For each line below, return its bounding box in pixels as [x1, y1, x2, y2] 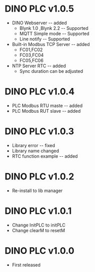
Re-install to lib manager [12, 188, 63, 194]
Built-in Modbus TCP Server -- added [12, 41, 90, 47]
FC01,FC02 [19, 47, 43, 53]
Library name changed [12, 148, 59, 154]
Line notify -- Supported [19, 36, 70, 42]
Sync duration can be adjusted [19, 68, 83, 74]
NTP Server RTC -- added [12, 63, 66, 69]
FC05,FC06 [19, 57, 44, 63]
